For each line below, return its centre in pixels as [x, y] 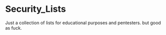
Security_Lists [36, 9]
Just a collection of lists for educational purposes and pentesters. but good [83, 23]
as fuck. [14, 28]
